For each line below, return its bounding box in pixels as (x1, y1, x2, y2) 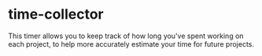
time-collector (8, 5, 104, 23)
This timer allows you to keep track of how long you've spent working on (8, 31, 244, 40)
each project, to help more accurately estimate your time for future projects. (8, 39, 254, 48)
